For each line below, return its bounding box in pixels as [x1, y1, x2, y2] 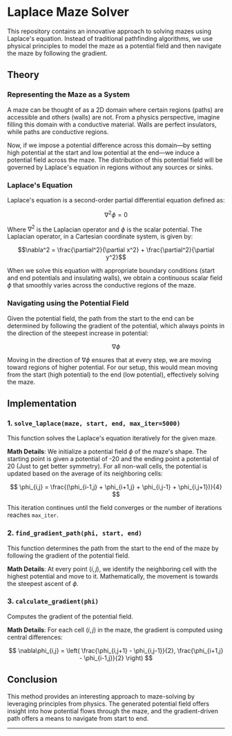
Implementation [7, 397, 77, 409]
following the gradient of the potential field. [7, 551, 130, 560]
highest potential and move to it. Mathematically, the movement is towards [7, 572, 219, 581]
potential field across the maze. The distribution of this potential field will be [7, 155, 223, 164]
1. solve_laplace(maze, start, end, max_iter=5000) [7, 418, 181, 428]
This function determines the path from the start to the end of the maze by [7, 544, 219, 552]
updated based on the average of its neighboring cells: [7, 469, 164, 478]
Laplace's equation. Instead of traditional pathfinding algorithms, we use [7, 34, 213, 42]
